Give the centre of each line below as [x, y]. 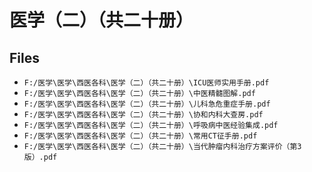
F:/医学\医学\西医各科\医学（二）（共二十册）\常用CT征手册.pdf [140, 136]
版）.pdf [40, 157]
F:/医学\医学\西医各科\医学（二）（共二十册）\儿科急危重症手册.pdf [147, 104]
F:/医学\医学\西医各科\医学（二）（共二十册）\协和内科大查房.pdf [143, 115]
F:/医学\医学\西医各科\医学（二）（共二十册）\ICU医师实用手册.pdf [146, 83]
